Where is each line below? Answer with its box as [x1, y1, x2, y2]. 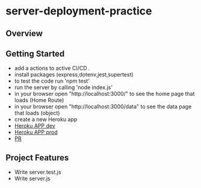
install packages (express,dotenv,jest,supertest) [14, 71, 134, 78]
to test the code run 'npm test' [14, 77, 90, 85]
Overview [5, 28, 43, 39]
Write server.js [14, 175, 51, 182]
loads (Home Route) [14, 96, 64, 104]
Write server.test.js [14, 169, 61, 176]
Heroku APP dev [14, 122, 55, 130]
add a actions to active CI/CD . [14, 64, 90, 72]
